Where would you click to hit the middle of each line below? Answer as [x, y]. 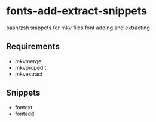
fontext [24, 107]
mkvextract [29, 74]
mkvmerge [28, 61]
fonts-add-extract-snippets [77, 11]
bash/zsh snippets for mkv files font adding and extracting [78, 28]
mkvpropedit [30, 67]
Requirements [33, 47]
